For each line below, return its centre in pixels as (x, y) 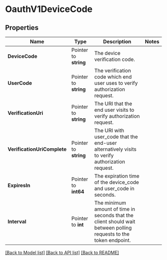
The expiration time (117, 176)
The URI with (109, 130)
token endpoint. (112, 240)
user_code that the (116, 137)
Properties (22, 28)
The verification (113, 71)
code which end (113, 77)
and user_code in (114, 188)
